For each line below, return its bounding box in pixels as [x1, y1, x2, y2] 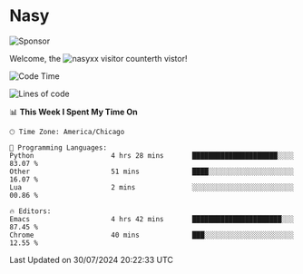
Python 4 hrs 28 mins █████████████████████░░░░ [9, 151, 295, 160]
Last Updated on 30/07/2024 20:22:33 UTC [9, 254, 174, 265]
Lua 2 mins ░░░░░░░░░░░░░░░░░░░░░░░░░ [9, 182, 295, 191]
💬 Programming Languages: [9, 142, 107, 152]
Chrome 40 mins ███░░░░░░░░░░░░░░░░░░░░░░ [9, 230, 295, 240]
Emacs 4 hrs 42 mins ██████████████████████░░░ [9, 214, 295, 223]
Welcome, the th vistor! [9, 53, 188, 64]
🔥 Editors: [9, 206, 52, 216]
